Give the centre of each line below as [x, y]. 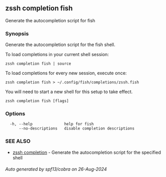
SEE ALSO [18, 141]
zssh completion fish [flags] [37, 101]
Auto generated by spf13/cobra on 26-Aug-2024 [56, 169]
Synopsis [17, 33]
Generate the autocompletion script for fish [50, 20]
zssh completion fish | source [38, 64]
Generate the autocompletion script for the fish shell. [60, 45]
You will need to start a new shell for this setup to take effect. [69, 92]
